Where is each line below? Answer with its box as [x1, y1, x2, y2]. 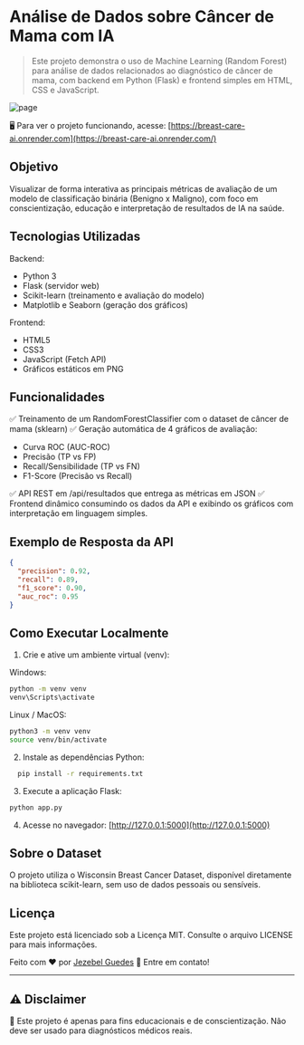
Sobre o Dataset [9, 845, 102, 861]
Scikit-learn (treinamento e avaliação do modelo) [22, 290, 205, 301]
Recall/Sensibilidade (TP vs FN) [22, 461, 140, 472]
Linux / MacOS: [9, 709, 67, 720]
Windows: [9, 667, 47, 678]
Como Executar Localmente [9, 625, 169, 640]
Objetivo [9, 159, 59, 175]
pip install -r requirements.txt [17, 769, 144, 778]
